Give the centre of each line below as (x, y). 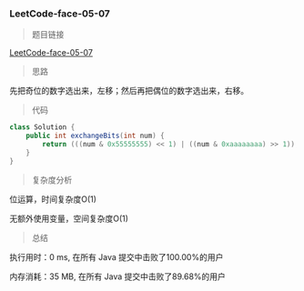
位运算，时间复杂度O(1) (53, 199)
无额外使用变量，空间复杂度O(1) (69, 218)
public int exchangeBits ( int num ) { (96, 136)
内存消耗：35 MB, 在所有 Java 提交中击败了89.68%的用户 (117, 276)
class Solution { (42, 127)
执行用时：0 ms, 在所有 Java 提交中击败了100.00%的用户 (117, 256)
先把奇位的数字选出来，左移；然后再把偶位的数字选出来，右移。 (129, 91)
